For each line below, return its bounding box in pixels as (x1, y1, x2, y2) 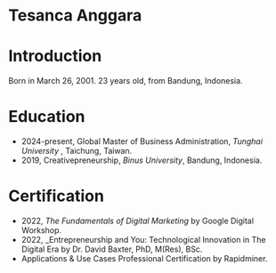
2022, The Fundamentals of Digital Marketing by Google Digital (20, 215, 255, 226)
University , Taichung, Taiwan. (20, 146, 133, 157)
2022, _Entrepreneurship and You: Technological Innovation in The (20, 235, 266, 245)
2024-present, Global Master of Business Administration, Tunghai (20, 136, 264, 147)
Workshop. (20, 225, 62, 236)
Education (8, 107, 85, 127)
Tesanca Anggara (8, 5, 142, 26)
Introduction (8, 46, 102, 67)
